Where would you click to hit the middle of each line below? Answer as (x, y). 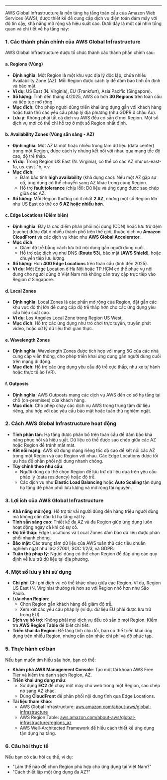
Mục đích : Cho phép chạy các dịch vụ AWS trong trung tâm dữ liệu (81, 405)
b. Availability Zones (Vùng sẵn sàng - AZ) (50, 134)
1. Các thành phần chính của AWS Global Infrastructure (73, 41)
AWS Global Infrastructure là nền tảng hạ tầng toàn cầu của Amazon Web (80, 13)
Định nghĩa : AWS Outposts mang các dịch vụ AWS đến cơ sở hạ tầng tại (86, 394)
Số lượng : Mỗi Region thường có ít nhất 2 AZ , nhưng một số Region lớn (85, 198)
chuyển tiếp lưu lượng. (42, 258)
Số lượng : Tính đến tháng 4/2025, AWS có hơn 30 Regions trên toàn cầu (87, 96)
